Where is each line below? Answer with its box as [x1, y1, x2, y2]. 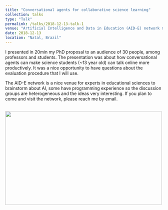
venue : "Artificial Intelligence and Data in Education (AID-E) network [5, 26, 160, 31]
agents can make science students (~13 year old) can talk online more [5, 59, 150, 65]
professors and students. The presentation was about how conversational [5, 54, 157, 60]
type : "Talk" [5, 16, 32, 21]
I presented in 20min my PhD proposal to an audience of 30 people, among [5, 48, 160, 55]
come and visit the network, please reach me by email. [5, 95, 118, 101]
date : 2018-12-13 [5, 30, 41, 35]
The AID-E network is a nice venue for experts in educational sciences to [5, 79, 156, 85]
